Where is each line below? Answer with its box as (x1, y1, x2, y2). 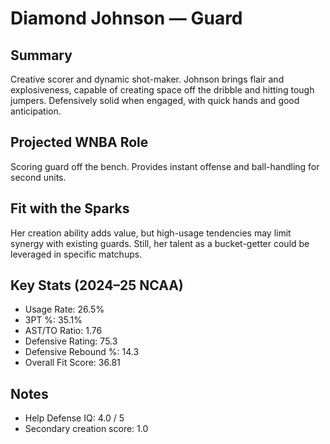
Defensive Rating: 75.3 (24, 335, 118, 347)
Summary (10, 47, 73, 64)
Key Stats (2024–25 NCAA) (10, 277, 184, 294)
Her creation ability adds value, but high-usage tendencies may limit (10, 227, 292, 239)
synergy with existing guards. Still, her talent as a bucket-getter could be (10, 237, 310, 249)
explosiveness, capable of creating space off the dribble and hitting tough (10, 84, 315, 96)
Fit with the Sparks (10, 200, 130, 217)
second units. (10, 171, 67, 183)
